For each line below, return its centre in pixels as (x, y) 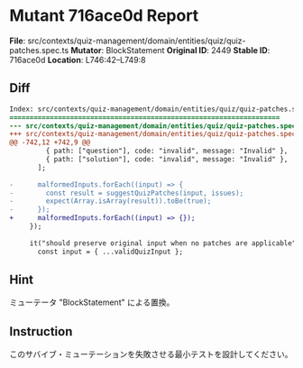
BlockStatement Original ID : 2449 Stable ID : (188, 50)
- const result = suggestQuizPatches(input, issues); (127, 193)
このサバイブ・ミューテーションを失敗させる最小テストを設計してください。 (151, 354)
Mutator (86, 50)
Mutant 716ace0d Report (104, 16)
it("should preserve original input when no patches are (138, 243)
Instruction (41, 331)
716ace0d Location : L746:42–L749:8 (78, 60)
